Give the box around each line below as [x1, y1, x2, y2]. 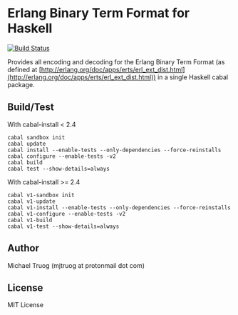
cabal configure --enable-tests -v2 [7, 152, 116, 160]
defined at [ [7, 65, 41, 74]
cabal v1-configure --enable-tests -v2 [7, 210, 126, 217]
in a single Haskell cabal [157, 73, 229, 81]
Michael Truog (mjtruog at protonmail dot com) [7, 261, 145, 269]
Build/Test [7, 101, 55, 114]
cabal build [7, 159, 43, 166]
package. [7, 80, 35, 89]
